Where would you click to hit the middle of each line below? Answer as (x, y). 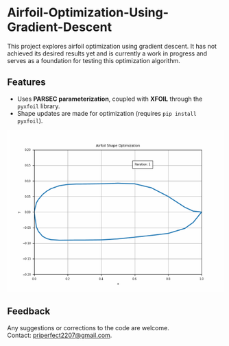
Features (26, 83)
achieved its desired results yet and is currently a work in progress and (107, 53)
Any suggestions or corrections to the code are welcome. (88, 328)
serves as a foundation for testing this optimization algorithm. (94, 60)
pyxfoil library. (38, 106)
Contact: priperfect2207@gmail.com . (60, 335)
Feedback (29, 311)
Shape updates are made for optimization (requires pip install (107, 113)
